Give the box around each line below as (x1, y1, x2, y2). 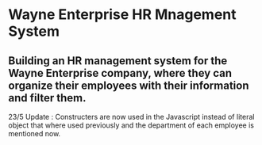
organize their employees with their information (8, 78, 249, 92)
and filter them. (8, 91, 87, 105)
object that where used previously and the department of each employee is (8, 120, 254, 130)
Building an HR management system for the (8, 54, 228, 67)
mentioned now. (8, 129, 61, 138)
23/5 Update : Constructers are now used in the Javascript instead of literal (8, 113, 255, 121)
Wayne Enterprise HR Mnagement (8, 6, 237, 24)
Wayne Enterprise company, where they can (8, 66, 233, 80)
